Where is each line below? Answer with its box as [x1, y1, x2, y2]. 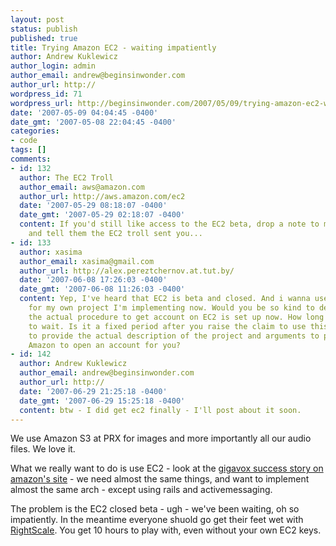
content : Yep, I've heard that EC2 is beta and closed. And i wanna [19, 294, 311, 304]
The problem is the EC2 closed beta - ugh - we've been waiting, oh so [10, 503, 300, 515]
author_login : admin [10, 61, 97, 71]
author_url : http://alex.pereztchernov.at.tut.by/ [19, 266, 235, 276]
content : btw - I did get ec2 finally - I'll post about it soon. [19, 405, 302, 415]
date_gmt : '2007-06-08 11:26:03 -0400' [19, 284, 186, 295]
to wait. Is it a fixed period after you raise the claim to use [28, 321, 307, 331]
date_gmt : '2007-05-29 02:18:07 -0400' [19, 210, 186, 220]
